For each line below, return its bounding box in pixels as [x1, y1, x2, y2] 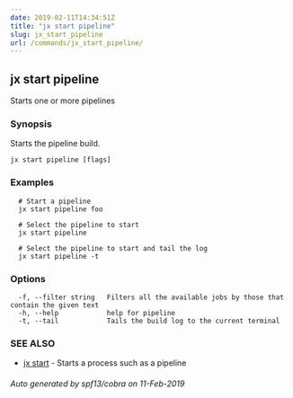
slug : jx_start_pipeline [10, 30, 103, 39]
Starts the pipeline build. [10, 138, 101, 149]
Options [10, 272, 46, 285]
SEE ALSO [10, 337, 56, 349]
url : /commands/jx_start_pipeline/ [10, 38, 144, 48]
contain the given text [10, 300, 100, 310]
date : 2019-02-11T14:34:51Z [10, 13, 116, 22]
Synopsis [10, 118, 52, 130]
